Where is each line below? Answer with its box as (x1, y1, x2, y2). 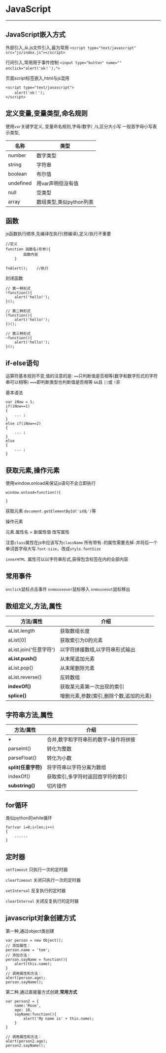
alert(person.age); (5, 975, 46, 980)
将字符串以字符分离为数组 (47, 764, 106, 771)
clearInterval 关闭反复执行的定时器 (5, 898, 79, 904)
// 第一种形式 (5, 286, 31, 291)
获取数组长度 (60, 627, 90, 634)
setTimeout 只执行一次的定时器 (5, 867, 68, 872)
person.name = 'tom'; (5, 947, 50, 953)
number (8, 152, 27, 159)
